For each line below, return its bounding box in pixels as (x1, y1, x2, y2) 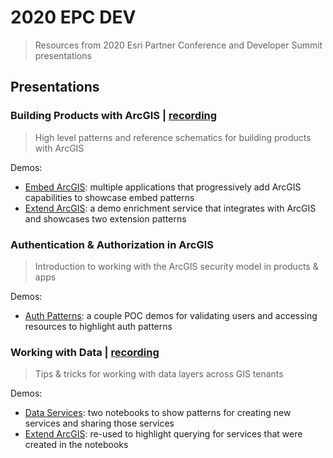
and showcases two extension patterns (24, 212, 187, 225)
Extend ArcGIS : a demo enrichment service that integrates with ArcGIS (24, 202, 317, 214)
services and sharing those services (24, 417, 175, 430)
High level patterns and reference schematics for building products (34, 131, 312, 143)
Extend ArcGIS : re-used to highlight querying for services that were (24, 428, 303, 440)
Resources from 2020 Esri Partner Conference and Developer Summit (34, 39, 323, 51)
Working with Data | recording (10, 345, 160, 359)
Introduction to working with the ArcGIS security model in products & (34, 260, 319, 272)
